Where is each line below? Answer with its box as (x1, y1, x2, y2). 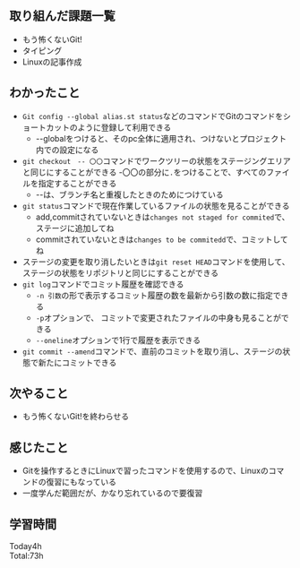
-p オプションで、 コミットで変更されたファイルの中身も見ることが (35, 312, 282, 323)
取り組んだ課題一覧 (9, 8, 116, 24)
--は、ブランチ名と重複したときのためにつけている (35, 189, 224, 200)
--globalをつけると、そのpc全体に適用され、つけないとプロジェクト (35, 133, 287, 143)
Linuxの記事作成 (21, 56, 82, 67)
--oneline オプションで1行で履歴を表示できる (35, 334, 201, 345)
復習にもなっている (46, 477, 117, 487)
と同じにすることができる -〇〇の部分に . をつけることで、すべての (21, 167, 267, 177)
